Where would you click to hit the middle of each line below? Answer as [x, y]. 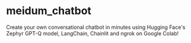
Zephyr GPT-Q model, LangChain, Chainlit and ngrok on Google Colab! [93, 33]
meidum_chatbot [49, 11]
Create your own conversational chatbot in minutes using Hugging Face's [96, 27]
